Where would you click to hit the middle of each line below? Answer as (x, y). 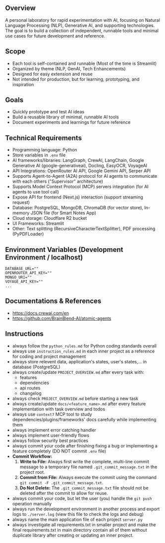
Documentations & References (53, 301)
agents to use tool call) (36, 192)
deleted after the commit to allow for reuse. (64, 493)
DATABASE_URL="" (22, 269)
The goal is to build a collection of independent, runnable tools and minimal (82, 30)
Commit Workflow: (32, 456)
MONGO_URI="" (19, 277)
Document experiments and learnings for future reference (71, 122)
